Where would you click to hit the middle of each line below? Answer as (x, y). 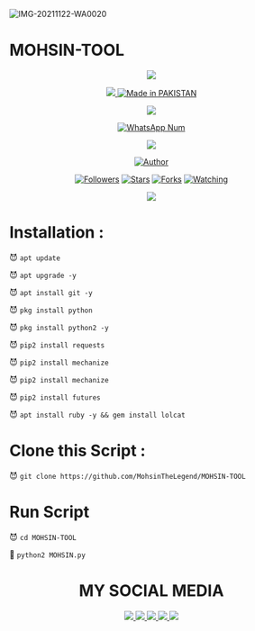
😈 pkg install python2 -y (59, 327)
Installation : (57, 233)
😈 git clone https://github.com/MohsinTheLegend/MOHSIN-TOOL (127, 475)
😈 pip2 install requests (57, 344)
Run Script (50, 512)
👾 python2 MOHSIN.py (47, 554)
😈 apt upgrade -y (43, 275)
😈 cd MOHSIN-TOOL (43, 536)
